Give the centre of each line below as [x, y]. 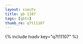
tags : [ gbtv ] [18, 18]
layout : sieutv [21, 9]
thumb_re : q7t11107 [25, 23]
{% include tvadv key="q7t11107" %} [42, 37]
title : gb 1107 [21, 14]
